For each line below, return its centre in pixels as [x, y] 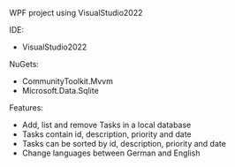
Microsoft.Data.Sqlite [60, 91]
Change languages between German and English [111, 153]
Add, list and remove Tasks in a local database [106, 125]
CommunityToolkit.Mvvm [67, 81]
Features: [27, 108]
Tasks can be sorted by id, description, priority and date [124, 144]
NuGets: [24, 64]
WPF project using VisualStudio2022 [76, 13]
